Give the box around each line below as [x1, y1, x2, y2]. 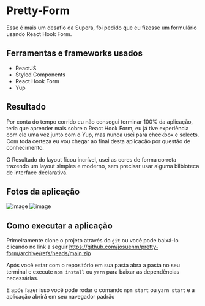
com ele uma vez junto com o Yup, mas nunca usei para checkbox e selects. [6, 131, 199, 138]
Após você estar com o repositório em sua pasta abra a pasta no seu [6, 261, 181, 269]
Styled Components [15, 71, 66, 78]
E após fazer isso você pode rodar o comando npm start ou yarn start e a [6, 286, 195, 294]
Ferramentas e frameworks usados [6, 48, 143, 59]
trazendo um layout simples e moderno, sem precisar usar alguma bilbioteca [6, 162, 199, 170]
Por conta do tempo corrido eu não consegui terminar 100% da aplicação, [6, 118, 193, 125]
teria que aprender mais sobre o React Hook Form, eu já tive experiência [6, 124, 189, 132]
